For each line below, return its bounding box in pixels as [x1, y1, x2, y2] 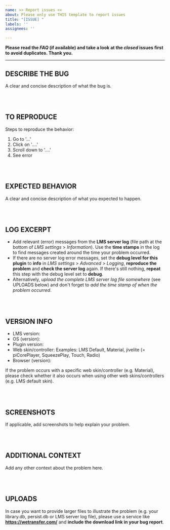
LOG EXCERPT [5, 225, 52, 234]
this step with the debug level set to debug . [12, 271, 104, 277]
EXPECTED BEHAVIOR [5, 182, 77, 191]
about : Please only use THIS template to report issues [5, 12, 125, 17]
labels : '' [5, 21, 28, 27]
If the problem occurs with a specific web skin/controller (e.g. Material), [5, 367, 155, 373]
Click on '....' [12, 141, 38, 147]
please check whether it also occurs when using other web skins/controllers [5, 373, 164, 379]
